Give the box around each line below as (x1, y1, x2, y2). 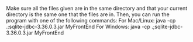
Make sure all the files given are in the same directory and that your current (6, 5, 188, 12)
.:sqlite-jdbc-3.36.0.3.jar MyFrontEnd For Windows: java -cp (6, 23, 151, 30)
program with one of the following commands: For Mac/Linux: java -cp (6, 17, 176, 24)
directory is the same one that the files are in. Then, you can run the (6, 11, 170, 18)
